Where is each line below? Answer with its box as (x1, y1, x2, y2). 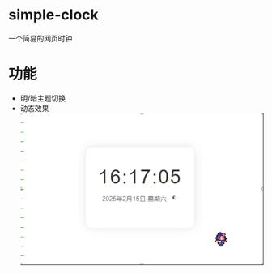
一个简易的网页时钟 (8, 33, 73, 43)
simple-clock (8, 6, 99, 24)
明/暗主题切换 (19, 93, 66, 103)
